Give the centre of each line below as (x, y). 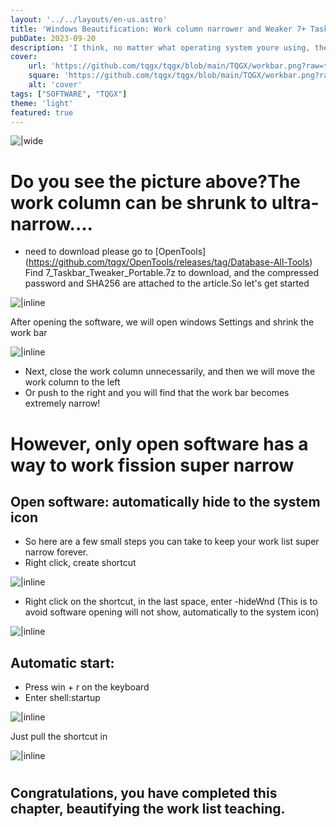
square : (44, 76)
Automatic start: (62, 662)
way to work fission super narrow (152, 465)
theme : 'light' (42, 103)
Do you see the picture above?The (155, 181)
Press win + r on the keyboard (87, 687)
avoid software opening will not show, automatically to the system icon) (172, 612)
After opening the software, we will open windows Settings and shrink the (162, 322)
